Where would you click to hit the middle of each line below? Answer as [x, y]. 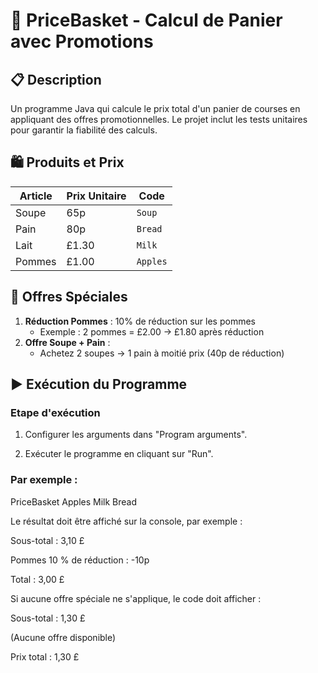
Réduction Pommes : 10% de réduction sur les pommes [140, 321]
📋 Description [56, 79]
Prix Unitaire [96, 196]
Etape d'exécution [55, 412]
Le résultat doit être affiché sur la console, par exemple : [126, 521]
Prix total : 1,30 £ [45, 656]
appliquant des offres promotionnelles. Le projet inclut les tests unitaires [159, 119]
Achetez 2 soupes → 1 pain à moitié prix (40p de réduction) [162, 353]
